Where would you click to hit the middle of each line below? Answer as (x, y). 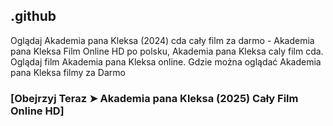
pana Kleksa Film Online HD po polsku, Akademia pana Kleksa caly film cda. (167, 51)
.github (33, 16)
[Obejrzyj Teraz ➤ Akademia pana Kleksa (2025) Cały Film (154, 98)
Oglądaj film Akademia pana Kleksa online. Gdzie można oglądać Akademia (166, 61)
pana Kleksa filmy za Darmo (68, 72)
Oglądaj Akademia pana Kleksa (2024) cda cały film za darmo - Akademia (162, 40)
